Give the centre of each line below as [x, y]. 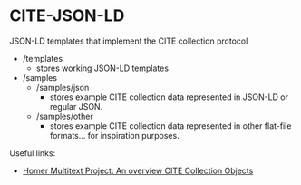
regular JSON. [76, 106]
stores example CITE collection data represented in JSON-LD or [169, 97]
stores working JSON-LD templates [102, 68]
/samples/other [64, 116]
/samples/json [63, 87]
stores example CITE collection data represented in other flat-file [170, 126]
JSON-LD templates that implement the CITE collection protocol [129, 41]
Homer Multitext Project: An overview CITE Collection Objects [138, 170]
